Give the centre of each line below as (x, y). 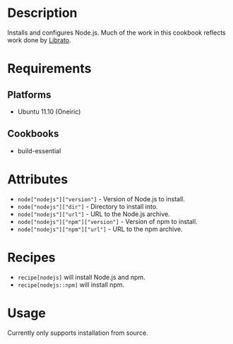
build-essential (39, 150)
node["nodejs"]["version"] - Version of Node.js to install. (101, 198)
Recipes (31, 257)
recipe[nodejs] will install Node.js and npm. (82, 277)
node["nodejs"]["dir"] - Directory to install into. (88, 206)
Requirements (49, 69)
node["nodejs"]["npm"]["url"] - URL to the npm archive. (100, 229)
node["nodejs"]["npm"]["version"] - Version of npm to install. (107, 221)
